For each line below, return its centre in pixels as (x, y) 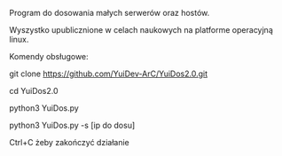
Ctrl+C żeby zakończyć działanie (70, 142)
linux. (19, 39)
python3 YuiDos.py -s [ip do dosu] (72, 125)
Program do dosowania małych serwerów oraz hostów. (110, 13)
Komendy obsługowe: (49, 56)
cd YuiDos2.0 (34, 91)
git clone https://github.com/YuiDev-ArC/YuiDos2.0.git (109, 74)
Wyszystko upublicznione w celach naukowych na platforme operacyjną (141, 30)
